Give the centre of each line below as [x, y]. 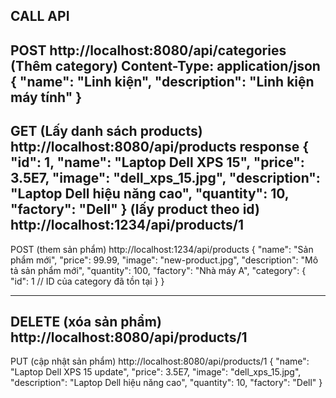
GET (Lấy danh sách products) [106, 131]
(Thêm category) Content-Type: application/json [165, 65]
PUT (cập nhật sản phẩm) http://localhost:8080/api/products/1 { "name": [160, 361]
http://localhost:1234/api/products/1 [127, 225]
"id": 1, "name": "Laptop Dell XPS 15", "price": [157, 162]
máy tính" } [46, 97]
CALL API [40, 16]
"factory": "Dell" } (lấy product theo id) [135, 209]
